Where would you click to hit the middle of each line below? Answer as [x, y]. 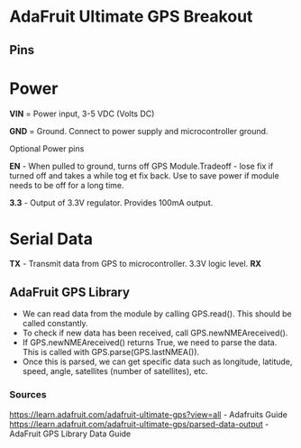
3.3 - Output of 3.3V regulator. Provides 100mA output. [111, 202]
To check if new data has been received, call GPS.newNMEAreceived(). [155, 333]
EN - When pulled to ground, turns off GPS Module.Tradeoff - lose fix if [141, 166]
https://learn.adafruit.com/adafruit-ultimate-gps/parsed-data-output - [139, 424]
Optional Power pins [47, 148]
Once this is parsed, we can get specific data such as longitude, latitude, [157, 361]
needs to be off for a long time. [67, 185]
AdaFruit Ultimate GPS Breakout [131, 17]
